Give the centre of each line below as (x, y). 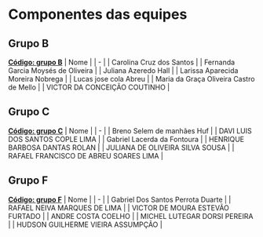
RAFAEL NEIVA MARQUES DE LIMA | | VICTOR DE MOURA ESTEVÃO (119, 208)
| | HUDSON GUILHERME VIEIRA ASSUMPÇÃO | (85, 224)
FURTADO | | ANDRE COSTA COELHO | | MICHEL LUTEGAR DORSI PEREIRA (131, 216)
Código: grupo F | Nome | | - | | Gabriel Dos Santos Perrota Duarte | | (120, 199)
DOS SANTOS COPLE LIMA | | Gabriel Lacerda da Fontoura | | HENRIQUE (126, 139)
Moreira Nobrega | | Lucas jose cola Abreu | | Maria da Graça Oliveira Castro (131, 79)
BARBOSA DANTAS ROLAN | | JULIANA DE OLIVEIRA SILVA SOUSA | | (121, 148)
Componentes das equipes (98, 15)
